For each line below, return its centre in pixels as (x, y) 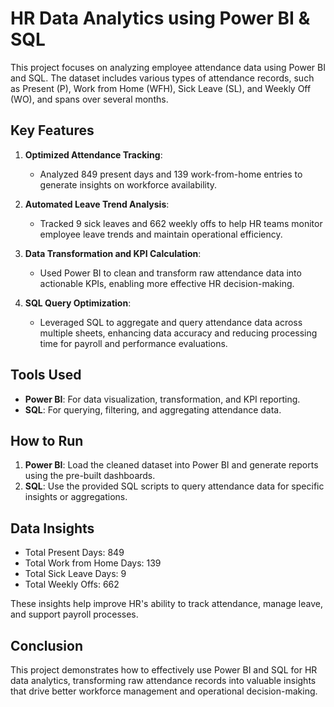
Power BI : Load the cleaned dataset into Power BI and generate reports (171, 465)
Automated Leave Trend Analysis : (97, 204)
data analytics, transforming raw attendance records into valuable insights (163, 680)
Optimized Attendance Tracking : (93, 154)
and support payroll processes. (74, 614)
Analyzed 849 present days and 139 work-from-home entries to (171, 174)
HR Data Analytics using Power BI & (160, 18)
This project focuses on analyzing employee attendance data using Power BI (168, 67)
